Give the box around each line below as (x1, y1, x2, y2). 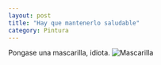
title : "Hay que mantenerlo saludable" (8, 19, 140, 27)
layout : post (8, 11, 52, 20)
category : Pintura (8, 26, 69, 34)
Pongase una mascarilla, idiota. (8, 48, 111, 58)
